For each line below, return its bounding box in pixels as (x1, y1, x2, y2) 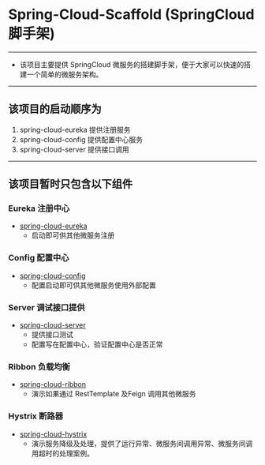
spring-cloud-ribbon (19, 380, 87, 389)
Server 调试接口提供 (8, 302, 85, 313)
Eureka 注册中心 (8, 203, 70, 214)
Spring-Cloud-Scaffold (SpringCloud (8, 6, 255, 24)
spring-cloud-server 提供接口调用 (19, 144, 129, 154)
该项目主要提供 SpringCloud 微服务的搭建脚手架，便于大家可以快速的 (19, 59, 244, 69)
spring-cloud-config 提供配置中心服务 (19, 134, 144, 144)
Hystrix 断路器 (8, 411, 64, 422)
